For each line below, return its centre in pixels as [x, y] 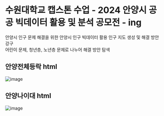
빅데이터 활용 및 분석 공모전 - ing [79, 23]
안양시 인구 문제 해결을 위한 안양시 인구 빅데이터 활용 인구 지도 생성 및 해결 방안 [82, 37]
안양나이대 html [28, 96]
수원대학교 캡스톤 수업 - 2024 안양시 [76, 10]
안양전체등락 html [31, 67]
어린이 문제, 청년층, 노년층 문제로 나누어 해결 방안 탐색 [58, 50]
